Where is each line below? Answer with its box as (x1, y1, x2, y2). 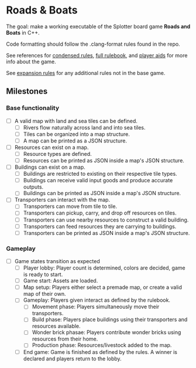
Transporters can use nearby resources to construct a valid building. (23, 216, 189, 223)
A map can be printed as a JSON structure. (23, 137, 128, 144)
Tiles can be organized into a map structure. (23, 130, 130, 138)
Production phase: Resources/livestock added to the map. (32, 342, 172, 349)
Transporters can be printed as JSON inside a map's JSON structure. (23, 229, 190, 236)
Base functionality (6, 104, 60, 112)
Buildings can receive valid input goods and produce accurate (23, 177, 173, 184)
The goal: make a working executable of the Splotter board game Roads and (6, 23, 191, 30)
